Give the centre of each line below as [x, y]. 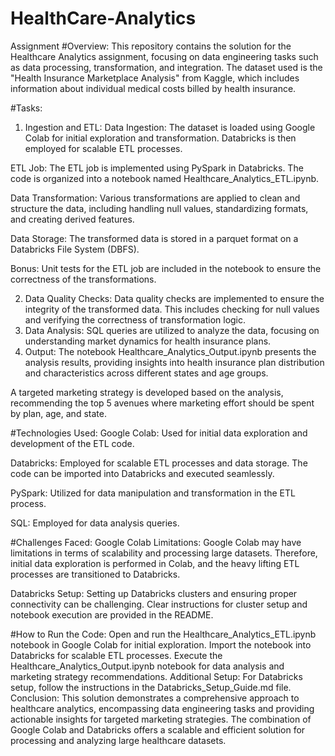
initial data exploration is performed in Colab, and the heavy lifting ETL [155, 563]
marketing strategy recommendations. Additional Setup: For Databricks [156, 676]
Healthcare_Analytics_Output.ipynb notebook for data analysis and [147, 666]
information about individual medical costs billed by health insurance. [153, 88]
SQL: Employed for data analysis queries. [95, 523]
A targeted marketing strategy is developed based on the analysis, [147, 392]
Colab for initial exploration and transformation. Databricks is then [160, 138]
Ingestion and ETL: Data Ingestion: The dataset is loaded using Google [170, 127]
